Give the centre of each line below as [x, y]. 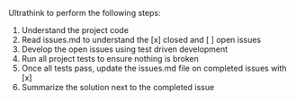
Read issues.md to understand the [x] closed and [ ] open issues [141, 40]
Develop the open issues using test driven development [125, 49]
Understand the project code [75, 30]
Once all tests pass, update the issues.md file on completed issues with [154, 68]
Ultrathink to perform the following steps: [85, 13]
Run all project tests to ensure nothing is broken [110, 59]
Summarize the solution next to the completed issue [118, 87]
